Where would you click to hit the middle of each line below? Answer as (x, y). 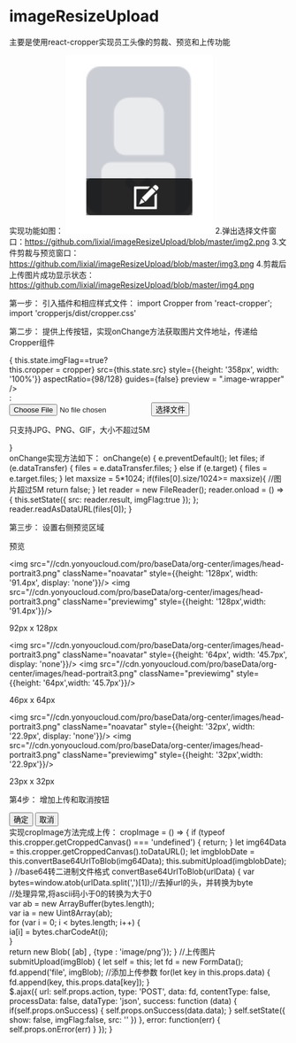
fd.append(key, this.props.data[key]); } (80, 982)
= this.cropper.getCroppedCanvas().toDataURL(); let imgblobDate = (132, 851)
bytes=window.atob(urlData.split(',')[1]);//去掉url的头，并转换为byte (131, 882)
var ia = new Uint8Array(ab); (61, 913)
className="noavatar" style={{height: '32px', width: (159, 726)
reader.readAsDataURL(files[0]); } (71, 509)
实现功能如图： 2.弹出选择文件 (139, 230)
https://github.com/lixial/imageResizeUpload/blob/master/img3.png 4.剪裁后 (148, 264)
